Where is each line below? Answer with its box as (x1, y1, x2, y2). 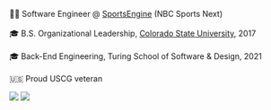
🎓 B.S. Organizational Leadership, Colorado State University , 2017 (9, 28, 257, 38)
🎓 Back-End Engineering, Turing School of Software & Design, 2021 (9, 51, 262, 62)
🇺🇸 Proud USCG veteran (9, 73, 103, 84)
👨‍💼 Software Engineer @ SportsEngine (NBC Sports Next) (9, 9, 223, 19)
